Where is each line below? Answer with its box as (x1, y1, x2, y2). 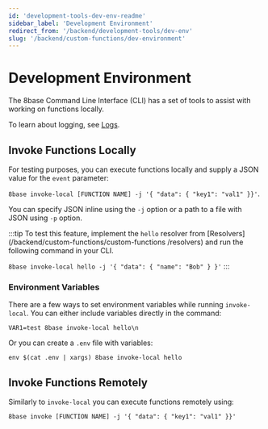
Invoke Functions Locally (8, 143, 136, 157)
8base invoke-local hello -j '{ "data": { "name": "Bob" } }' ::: (8, 261, 230, 271)
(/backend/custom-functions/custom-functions (8, 237, 166, 247)
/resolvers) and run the (167, 237, 244, 247)
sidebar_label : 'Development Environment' (8, 19, 153, 27)
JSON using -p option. (8, 213, 82, 223)
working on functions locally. (8, 104, 105, 114)
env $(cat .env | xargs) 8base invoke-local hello (8, 354, 182, 362)
